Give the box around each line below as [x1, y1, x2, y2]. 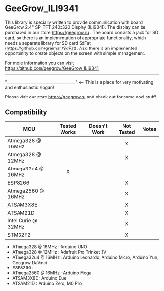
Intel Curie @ [7, 217, 38, 224]
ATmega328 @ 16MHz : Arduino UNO [12, 243, 87, 250]
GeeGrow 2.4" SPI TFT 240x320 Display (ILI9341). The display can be [5, 24, 146, 30]
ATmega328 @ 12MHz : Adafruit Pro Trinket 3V [12, 249, 107, 255]
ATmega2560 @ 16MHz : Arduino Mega [12, 270, 92, 276]
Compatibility [5, 108, 47, 117]
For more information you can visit [5, 60, 74, 66]
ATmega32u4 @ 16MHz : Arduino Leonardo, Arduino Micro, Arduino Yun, [12, 254, 159, 260]
